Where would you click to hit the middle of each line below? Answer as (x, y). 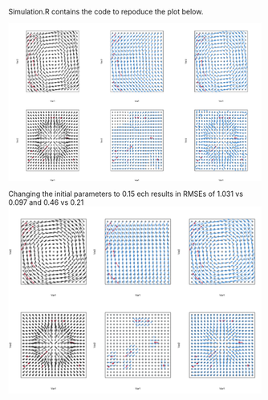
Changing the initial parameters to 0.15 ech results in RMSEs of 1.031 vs (126, 194)
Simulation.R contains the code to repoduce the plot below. (106, 12)
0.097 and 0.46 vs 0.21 (46, 202)
